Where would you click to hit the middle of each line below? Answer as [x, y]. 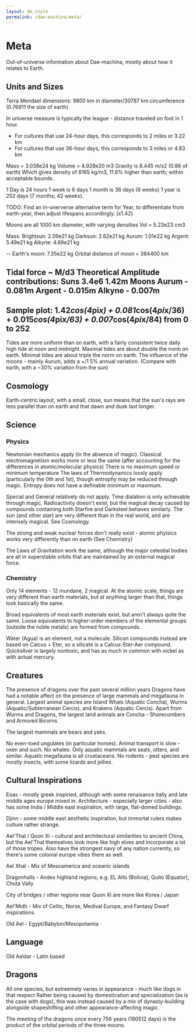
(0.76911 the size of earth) [37, 107]
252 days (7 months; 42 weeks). [45, 196]
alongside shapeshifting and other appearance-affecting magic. [83, 1007]
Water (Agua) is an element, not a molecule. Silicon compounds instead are [97, 638]
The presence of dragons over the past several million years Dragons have [96, 690]
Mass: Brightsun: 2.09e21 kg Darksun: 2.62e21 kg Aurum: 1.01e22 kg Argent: [98, 236]
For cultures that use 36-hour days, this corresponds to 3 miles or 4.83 [100, 148]
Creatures [25, 675]
